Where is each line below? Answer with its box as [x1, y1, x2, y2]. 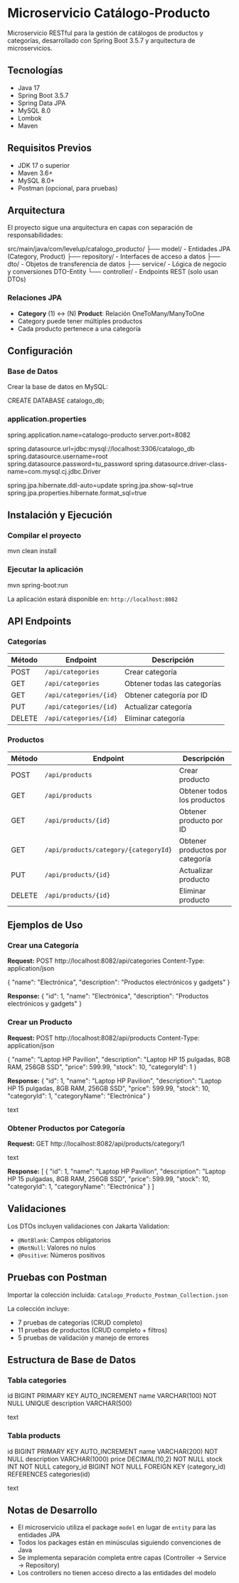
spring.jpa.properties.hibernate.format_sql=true [7, 488, 147, 497]
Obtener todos [179, 786, 228, 796]
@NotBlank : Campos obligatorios [17, 1235, 112, 1244]
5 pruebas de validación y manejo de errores [17, 1333, 149, 1342]
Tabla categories [7, 1375, 67, 1385]
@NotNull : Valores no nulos [17, 1243, 96, 1252]
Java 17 [17, 84, 41, 92]
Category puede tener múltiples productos [17, 316, 143, 325]
